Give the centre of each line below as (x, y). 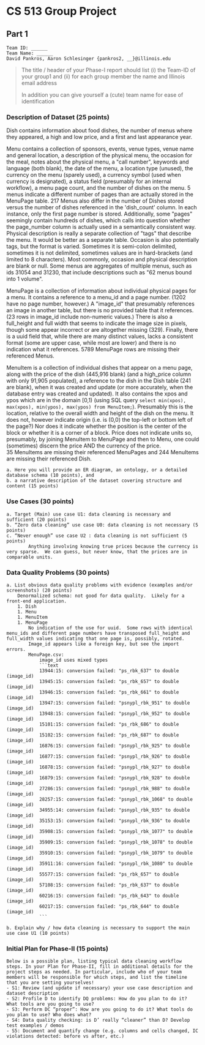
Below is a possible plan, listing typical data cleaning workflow (94, 961)
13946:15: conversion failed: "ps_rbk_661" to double (109, 692)
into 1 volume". (25, 279)
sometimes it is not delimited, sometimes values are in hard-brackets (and (99, 253)
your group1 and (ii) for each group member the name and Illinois (103, 77)
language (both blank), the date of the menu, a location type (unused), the (100, 168)
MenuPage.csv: (46, 654)
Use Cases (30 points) (40, 501)
